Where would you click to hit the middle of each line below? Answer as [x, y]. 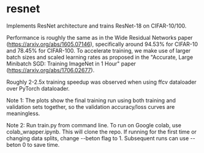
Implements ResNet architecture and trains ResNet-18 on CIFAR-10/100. [96, 26]
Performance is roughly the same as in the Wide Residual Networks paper [100, 37]
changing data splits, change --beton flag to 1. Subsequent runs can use [98, 138]
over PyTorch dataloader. [38, 88]
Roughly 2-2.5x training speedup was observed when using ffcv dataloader [102, 82]
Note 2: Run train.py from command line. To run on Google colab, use [94, 125]
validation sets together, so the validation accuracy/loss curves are [91, 106]
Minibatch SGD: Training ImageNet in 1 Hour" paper [71, 64]
